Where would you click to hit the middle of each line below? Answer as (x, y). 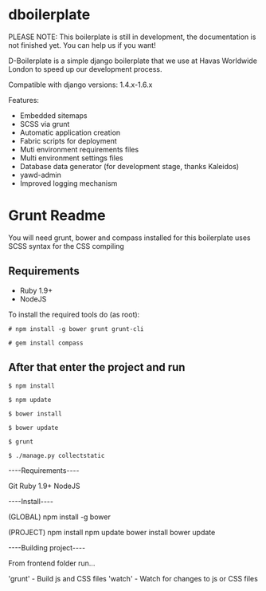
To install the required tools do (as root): (74, 314)
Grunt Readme (57, 216)
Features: (24, 100)
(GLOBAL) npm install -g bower (60, 517)
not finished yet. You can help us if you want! (82, 45)
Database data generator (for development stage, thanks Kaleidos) (129, 166)
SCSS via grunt (45, 124)
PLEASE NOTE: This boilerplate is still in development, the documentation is (132, 37)
